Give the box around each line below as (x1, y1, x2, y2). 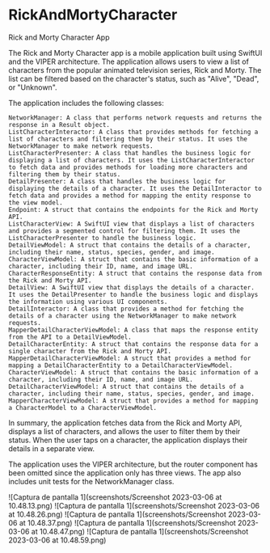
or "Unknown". (8, 82, 58, 92)
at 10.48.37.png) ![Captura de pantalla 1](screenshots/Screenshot (19, 517, 236, 527)
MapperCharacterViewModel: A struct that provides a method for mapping (8, 396, 259, 405)
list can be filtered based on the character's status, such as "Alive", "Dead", (8, 74, 259, 83)
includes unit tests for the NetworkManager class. (8, 476, 175, 486)
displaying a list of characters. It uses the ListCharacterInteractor (8, 156, 255, 164)
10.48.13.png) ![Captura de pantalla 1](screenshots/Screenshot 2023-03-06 (8, 500, 260, 510)
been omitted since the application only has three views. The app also (8, 467, 242, 478)
